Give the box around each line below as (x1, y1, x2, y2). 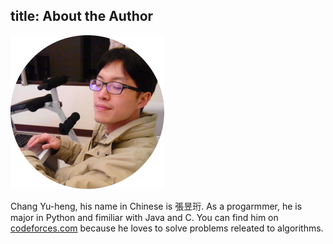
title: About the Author (10, 8, 154, 25)
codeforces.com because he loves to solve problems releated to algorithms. (10, 222, 324, 234)
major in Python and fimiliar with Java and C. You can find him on (10, 211, 279, 223)
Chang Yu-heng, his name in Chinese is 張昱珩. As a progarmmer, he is (10, 200, 303, 212)
